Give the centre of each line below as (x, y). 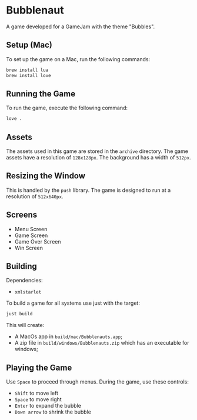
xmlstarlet (28, 292)
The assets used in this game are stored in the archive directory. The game (97, 151)
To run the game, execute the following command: (67, 108)
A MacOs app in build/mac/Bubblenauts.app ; (68, 336)
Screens (21, 215)
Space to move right (38, 399)
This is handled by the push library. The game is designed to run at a (89, 190)
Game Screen (31, 235)
